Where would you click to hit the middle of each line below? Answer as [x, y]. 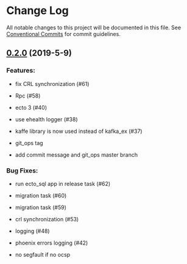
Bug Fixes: [22, 170]
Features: [21, 71]
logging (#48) [32, 231]
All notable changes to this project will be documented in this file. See [94, 27]
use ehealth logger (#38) [46, 119]
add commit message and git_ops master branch [76, 155]
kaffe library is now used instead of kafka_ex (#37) [79, 131]
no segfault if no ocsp [43, 254]
